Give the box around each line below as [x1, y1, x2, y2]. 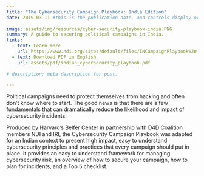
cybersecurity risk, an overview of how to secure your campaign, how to [6, 156, 188, 164]
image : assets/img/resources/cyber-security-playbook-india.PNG [6, 25, 172, 32]
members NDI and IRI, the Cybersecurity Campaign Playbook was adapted [6, 130, 193, 138]
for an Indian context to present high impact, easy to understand [6, 137, 168, 144]
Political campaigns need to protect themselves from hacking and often [6, 93, 185, 100]
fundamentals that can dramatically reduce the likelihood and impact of [6, 106, 185, 113]
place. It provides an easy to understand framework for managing [6, 150, 171, 157]
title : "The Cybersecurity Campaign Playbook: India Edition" [6, 8, 167, 15]
